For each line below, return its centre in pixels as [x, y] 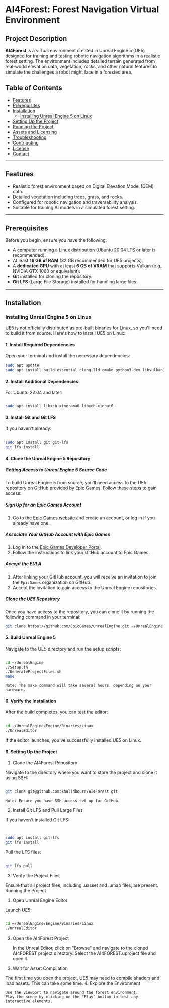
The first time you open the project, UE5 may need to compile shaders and [82, 978]
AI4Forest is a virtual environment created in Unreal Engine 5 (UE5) [75, 51]
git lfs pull [19, 866]
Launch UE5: [18, 910]
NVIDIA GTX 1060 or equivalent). [46, 271]
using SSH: [17, 778]
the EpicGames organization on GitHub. [52, 582]
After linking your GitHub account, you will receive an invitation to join [84, 577]
